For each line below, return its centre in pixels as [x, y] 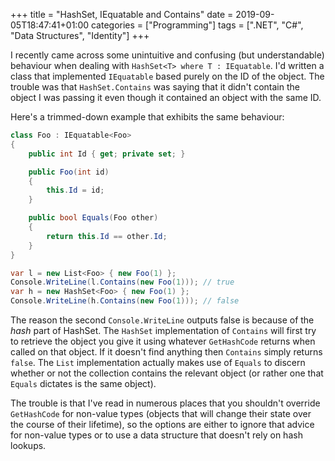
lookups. [28, 445]
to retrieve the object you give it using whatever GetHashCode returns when [163, 341]
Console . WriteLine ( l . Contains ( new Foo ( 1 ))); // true [122, 282]
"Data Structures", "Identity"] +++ [80, 35]
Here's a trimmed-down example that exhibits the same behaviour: [147, 117]
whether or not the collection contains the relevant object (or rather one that [167, 373]
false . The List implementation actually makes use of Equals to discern [158, 362]
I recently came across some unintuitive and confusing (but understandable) [167, 55]
